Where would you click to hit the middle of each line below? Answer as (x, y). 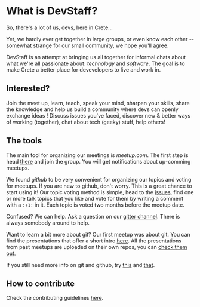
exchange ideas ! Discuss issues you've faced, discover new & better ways (99, 115)
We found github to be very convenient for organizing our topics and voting (99, 179)
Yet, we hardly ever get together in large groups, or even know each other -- (100, 39)
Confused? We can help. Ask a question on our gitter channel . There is (93, 216)
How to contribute (41, 283)
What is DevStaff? (52, 11)
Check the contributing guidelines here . (55, 298)
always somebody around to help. (48, 223)
